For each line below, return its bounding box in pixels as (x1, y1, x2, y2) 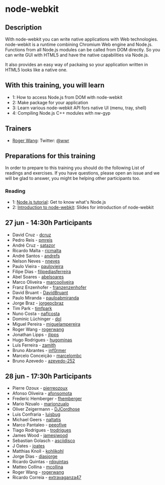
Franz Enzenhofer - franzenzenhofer (12, 284, 87, 290)
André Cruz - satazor (12, 242, 56, 248)
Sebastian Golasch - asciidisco (12, 438, 75, 443)
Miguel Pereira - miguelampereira (12, 321, 80, 327)
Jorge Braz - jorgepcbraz (12, 300, 64, 306)
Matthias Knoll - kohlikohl (12, 448, 64, 454)
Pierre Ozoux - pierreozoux (12, 385, 68, 391)
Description (5, 23, 42, 32)
